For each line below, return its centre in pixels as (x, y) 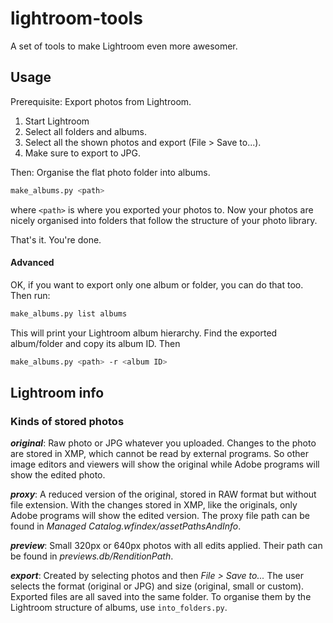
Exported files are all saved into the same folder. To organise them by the (161, 597)
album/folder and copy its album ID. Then (95, 343)
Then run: (30, 295)
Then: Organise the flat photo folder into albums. (110, 172)
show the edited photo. (58, 475)
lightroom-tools (76, 18)
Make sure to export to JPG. (83, 153)
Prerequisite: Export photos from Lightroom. (101, 101)
